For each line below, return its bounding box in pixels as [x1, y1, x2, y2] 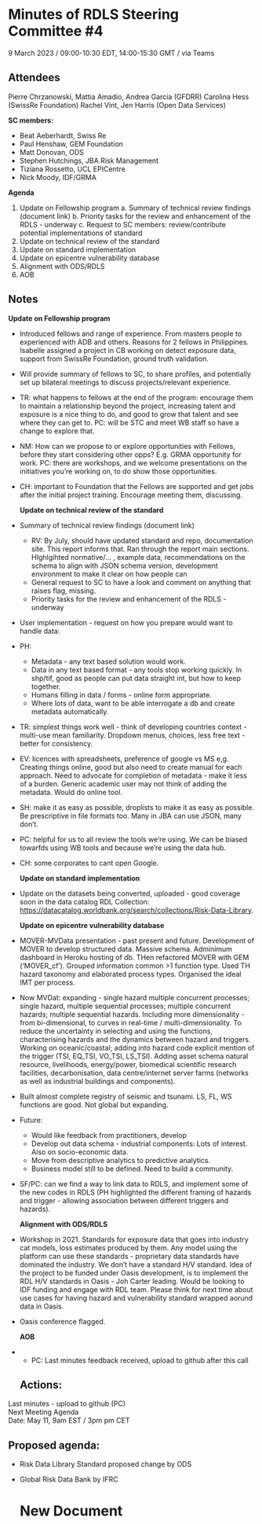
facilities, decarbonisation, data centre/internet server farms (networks [19, 1068, 249, 1077]
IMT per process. [19, 977, 76, 987]
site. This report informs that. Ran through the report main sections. [31, 544, 249, 554]
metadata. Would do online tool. [19, 787, 123, 797]
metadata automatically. [31, 706, 109, 716]
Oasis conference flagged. [19, 1316, 106, 1326]
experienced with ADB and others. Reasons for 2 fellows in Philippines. [19, 337, 249, 347]
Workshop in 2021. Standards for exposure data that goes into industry [19, 1235, 249, 1244]
